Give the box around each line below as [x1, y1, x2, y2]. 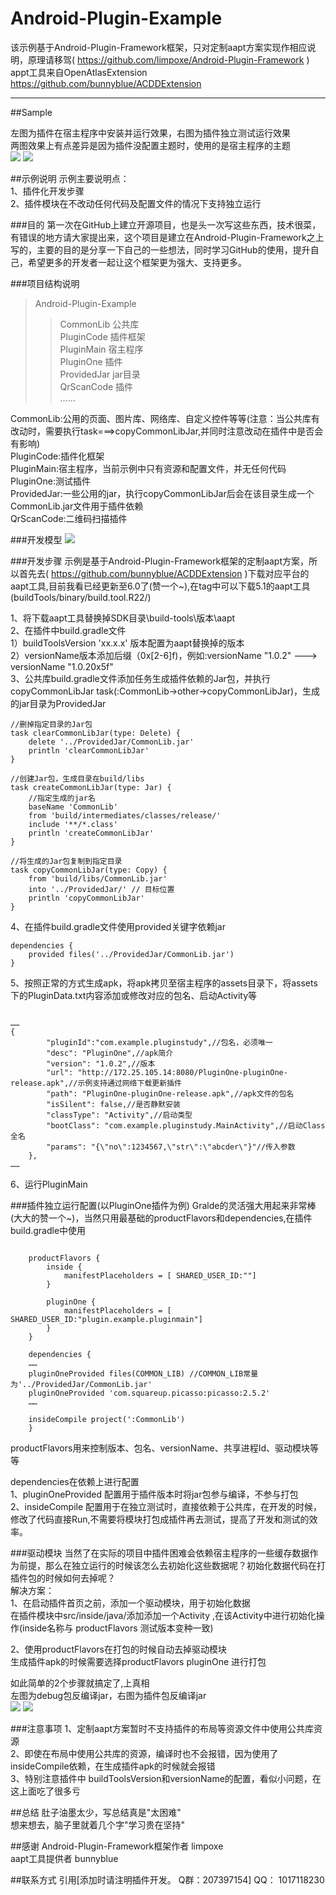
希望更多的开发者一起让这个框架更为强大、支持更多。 [27, 256, 247, 268]
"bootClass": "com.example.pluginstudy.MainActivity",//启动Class [46, 1120, 326, 1131]
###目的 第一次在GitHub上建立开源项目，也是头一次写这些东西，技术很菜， [10, 218, 322, 231]
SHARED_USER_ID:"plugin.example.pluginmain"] [10, 1314, 203, 1324]
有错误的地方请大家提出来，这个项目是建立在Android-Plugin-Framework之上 [10, 231, 325, 243]
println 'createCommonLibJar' [28, 828, 155, 838]
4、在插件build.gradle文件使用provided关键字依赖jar [10, 920, 226, 932]
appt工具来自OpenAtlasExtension [10, 66, 148, 78]
